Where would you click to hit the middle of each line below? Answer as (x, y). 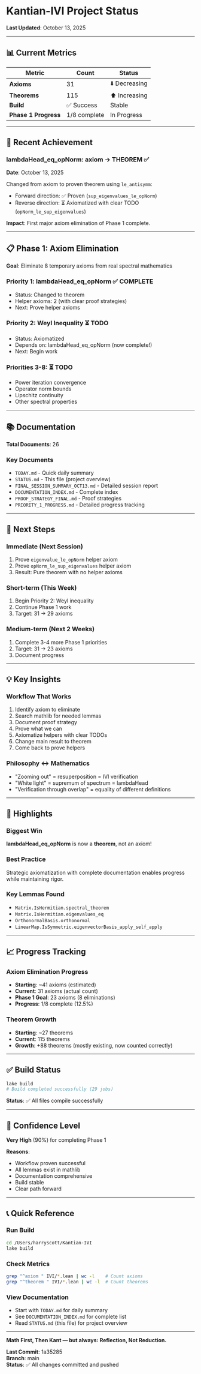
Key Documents (30, 460)
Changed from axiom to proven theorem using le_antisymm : (79, 184)
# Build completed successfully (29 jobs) (60, 1089)
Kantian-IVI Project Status (72, 11)
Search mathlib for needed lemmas (58, 716)
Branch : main (23, 1358)
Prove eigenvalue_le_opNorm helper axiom (66, 559)
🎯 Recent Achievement (50, 142)
